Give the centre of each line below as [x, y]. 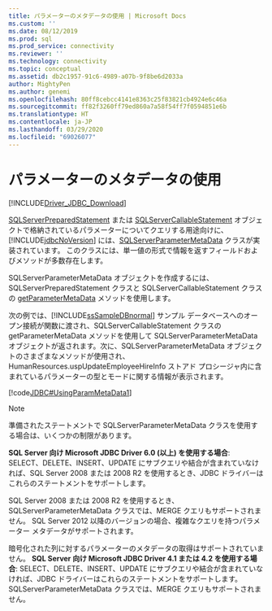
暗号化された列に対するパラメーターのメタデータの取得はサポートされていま [136, 548]
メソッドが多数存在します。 [61, 260]
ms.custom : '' [32, 24]
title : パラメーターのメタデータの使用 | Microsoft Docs [97, 16]
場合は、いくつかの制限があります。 [76, 435]
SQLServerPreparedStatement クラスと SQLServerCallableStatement [124, 288]
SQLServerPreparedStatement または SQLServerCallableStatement [121, 220]
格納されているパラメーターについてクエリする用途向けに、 [129, 229]
